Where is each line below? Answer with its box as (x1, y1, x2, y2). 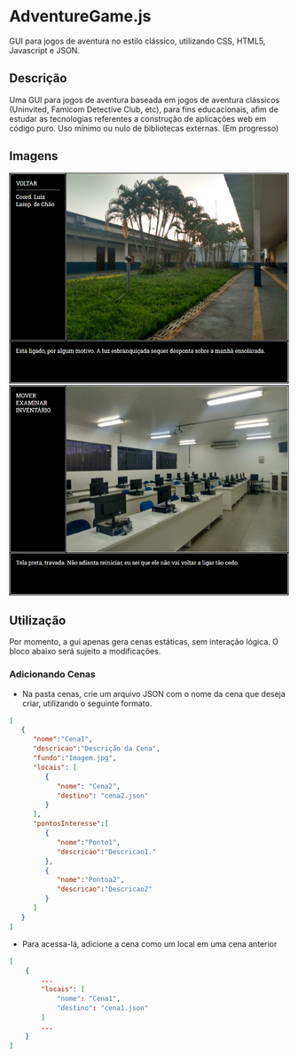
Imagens (9, 148, 59, 164)
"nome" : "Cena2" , (56, 781, 122, 790)
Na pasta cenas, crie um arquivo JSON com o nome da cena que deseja (21, 688, 286, 699)
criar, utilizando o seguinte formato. (21, 698, 153, 709)
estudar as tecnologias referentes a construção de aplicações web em (9, 113, 267, 124)
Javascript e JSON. (9, 44, 80, 55)
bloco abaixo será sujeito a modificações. (9, 646, 161, 657)
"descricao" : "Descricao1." (56, 847, 157, 856)
